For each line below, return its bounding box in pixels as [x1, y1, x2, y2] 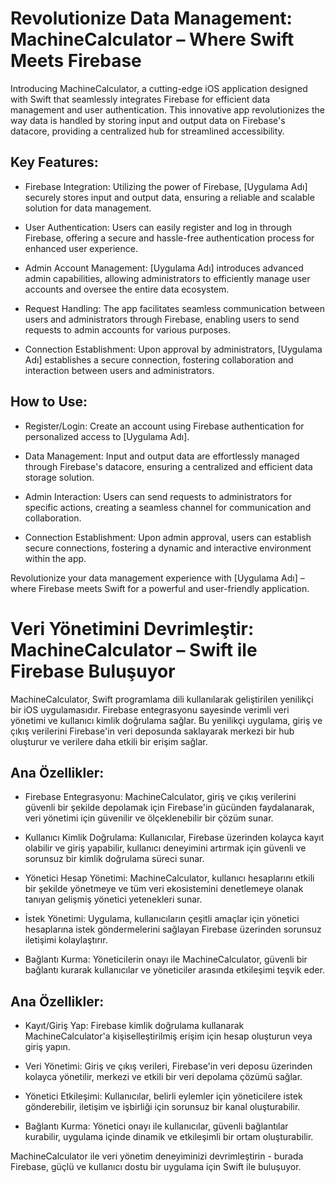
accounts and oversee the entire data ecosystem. [24, 283, 230, 295]
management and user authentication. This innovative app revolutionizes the [10, 103, 325, 116]
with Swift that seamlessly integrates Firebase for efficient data [10, 93, 271, 105]
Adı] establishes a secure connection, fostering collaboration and [24, 353, 294, 366]
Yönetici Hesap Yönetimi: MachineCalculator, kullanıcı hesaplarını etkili [24, 872, 315, 884]
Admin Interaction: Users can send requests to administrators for [24, 490, 293, 502]
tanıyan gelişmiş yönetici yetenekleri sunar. [24, 893, 203, 906]
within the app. [24, 552, 87, 564]
